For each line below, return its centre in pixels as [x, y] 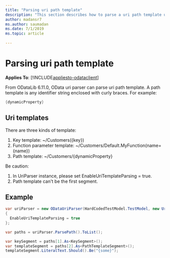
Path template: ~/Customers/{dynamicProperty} [62, 156]
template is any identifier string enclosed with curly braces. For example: [81, 92]
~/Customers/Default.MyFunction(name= [118, 145]
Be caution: [17, 166]
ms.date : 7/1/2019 [25, 29]
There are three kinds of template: [41, 130]
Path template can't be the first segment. [55, 181]
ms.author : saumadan [27, 24]
